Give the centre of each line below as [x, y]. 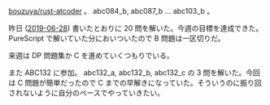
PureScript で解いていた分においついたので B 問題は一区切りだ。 [117, 38]
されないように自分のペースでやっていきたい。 [87, 93]
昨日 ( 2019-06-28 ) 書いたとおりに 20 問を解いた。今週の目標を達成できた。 [136, 28]
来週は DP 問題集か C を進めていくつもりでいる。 [91, 55]
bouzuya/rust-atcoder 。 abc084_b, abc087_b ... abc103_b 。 [111, 11]
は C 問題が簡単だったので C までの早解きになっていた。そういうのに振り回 [135, 83]
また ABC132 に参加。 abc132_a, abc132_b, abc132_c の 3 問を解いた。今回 [134, 73]
